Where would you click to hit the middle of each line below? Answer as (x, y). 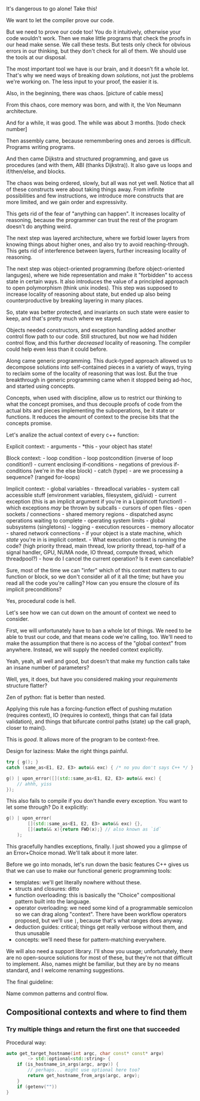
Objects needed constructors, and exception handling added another (91, 330)
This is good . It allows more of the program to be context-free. (83, 739)
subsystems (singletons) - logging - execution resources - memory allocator (100, 527)
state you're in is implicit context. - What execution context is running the (96, 539)
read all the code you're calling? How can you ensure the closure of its (93, 583)
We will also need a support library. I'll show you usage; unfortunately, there (99, 951)
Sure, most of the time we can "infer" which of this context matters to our (96, 570)
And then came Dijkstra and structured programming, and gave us (87, 159)
